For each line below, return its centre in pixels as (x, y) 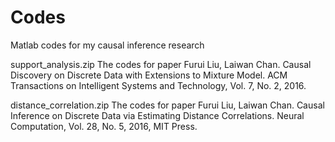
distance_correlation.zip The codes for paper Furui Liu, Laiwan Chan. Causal (167, 105)
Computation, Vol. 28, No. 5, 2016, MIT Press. (104, 126)
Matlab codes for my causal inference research (107, 45)
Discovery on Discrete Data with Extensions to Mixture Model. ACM (149, 75)
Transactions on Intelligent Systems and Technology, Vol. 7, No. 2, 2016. (158, 85)
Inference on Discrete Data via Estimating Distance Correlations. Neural (157, 115)
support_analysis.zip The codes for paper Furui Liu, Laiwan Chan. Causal (161, 64)
